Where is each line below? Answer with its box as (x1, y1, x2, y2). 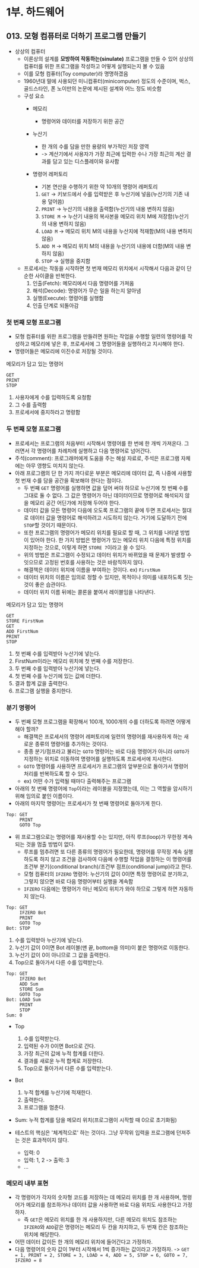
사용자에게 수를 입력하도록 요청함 (14, 394, 91, 401)
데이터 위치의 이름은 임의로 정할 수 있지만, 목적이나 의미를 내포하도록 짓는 (23, 573, 194, 580)
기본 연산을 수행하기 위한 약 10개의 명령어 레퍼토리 (41, 183, 158, 190)
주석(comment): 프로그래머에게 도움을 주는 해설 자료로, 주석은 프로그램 (14, 454, 180, 461)
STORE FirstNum (6, 618, 44, 624)
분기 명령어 (6, 703, 36, 712)
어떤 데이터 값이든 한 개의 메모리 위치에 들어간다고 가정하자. (14, 1238, 153, 1245)
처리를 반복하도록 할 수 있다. (23, 770, 89, 777)
